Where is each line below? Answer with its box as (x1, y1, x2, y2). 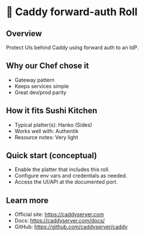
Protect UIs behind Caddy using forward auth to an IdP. (6, 44, 139, 51)
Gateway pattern (14, 76, 55, 84)
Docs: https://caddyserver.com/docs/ (14, 217, 105, 224)
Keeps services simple (14, 82, 69, 89)
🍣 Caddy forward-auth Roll (6, 5, 138, 19)
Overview (6, 29, 43, 39)
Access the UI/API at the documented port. (14, 178, 118, 186)
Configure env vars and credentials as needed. (14, 172, 128, 179)
